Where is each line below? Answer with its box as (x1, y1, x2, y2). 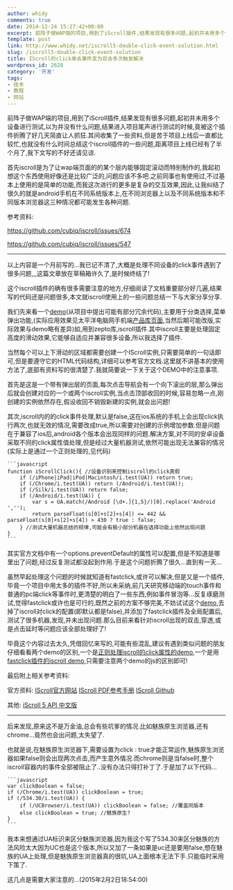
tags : (7, 74, 23, 82)
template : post (7, 36, 51, 43)
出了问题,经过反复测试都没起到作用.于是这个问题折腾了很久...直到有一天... (12, 558, 222, 566)
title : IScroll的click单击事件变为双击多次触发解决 (7, 55, 144, 62)
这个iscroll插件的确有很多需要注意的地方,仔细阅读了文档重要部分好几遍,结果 (7, 284, 223, 292)
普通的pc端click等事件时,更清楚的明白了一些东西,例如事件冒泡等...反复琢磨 (7, 590, 219, 598)
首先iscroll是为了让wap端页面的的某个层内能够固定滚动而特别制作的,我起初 (7, 164, 221, 171)
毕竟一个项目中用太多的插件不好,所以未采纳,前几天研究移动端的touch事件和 (7, 582, 222, 589)
